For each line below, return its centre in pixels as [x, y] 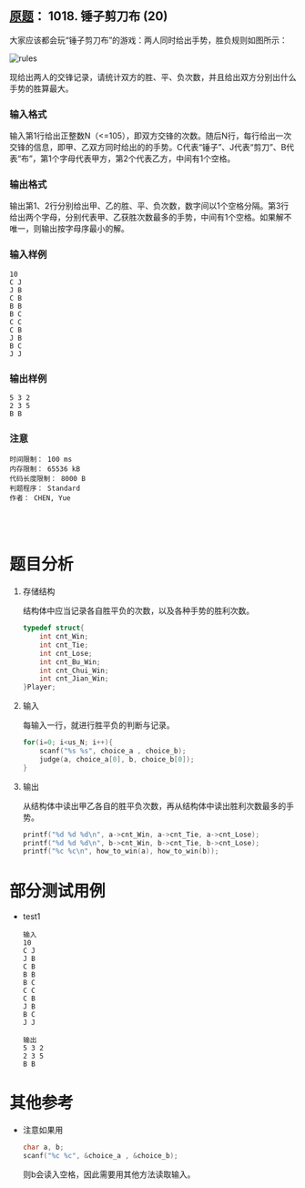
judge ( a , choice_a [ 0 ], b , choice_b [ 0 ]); [117, 759]
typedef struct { [53, 628]
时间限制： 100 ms [41, 460]
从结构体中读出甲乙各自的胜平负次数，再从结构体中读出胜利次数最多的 [154, 805]
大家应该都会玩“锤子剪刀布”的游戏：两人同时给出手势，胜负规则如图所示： [149, 40]
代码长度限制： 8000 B [48, 479]
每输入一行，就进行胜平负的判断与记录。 [98, 725]
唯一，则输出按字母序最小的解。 [69, 229]
